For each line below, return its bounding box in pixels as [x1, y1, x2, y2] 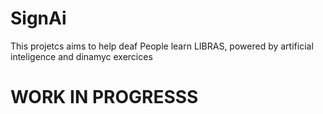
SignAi [10, 7, 67, 30]
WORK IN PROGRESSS [10, 86, 199, 109]
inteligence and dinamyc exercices [10, 50, 153, 62]
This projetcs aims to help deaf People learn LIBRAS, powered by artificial [10, 40, 314, 52]
